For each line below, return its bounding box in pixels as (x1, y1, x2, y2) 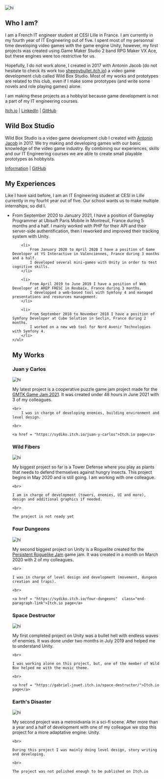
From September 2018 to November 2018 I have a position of (30, 312, 155, 317)
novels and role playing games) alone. (5, 83, 82, 89)
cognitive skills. (12, 264, 50, 269)
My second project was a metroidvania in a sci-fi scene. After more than (12, 719, 158, 725)
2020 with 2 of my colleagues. (12, 556, 74, 562)
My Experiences (5, 179, 56, 188)
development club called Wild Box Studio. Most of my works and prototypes (5, 73, 159, 79)
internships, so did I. (5, 203, 47, 209)
